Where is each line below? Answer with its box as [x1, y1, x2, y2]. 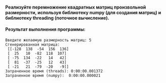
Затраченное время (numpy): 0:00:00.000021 [5, 73, 101, 78]
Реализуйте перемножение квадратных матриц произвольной [5, 4, 146, 10]
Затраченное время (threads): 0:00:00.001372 [5, 68, 103, 73]
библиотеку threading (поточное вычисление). [5, 15, 110, 21]
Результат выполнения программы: [5, 26, 86, 32]
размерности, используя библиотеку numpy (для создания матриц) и [5, 9, 161, 15]
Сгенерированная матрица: [5, 42, 60, 47]
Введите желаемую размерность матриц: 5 [5, 37, 92, 43]
